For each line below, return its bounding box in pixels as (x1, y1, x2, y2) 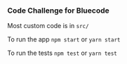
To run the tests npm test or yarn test (7, 49, 118, 58)
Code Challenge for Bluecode (7, 6, 110, 15)
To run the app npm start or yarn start (7, 35, 121, 44)
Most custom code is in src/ (7, 22, 89, 30)
